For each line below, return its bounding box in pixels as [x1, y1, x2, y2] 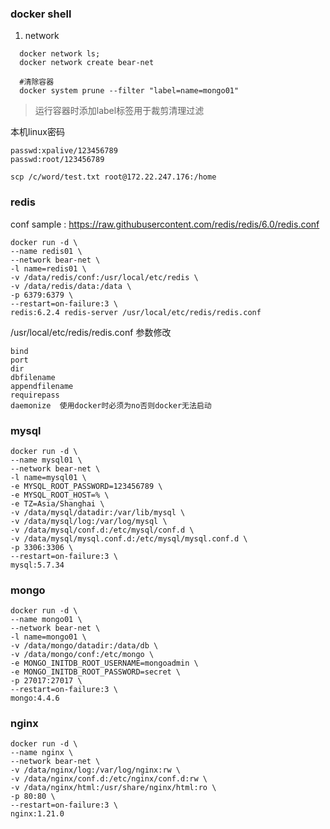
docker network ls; [19, 49, 101, 59]
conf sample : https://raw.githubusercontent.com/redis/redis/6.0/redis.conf [10, 218, 320, 230]
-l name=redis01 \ [10, 263, 87, 274]
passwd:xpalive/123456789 [10, 146, 118, 156]
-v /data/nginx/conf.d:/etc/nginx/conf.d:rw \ [10, 774, 208, 784]
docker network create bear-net [19, 58, 155, 68]
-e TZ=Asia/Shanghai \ [10, 498, 105, 509]
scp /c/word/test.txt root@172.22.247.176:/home [10, 172, 217, 182]
